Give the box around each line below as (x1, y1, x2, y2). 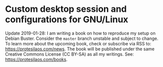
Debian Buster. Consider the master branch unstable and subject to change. (5, 35, 159, 41)
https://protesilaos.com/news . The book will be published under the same (5, 46, 155, 52)
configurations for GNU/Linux (5, 14, 129, 25)
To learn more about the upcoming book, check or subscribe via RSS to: (5, 40, 152, 46)
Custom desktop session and (5, 3, 127, 15)
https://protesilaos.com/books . (5, 56, 68, 62)
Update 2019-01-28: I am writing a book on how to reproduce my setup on (5, 30, 156, 36)
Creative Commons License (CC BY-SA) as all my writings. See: (5, 51, 134, 57)
